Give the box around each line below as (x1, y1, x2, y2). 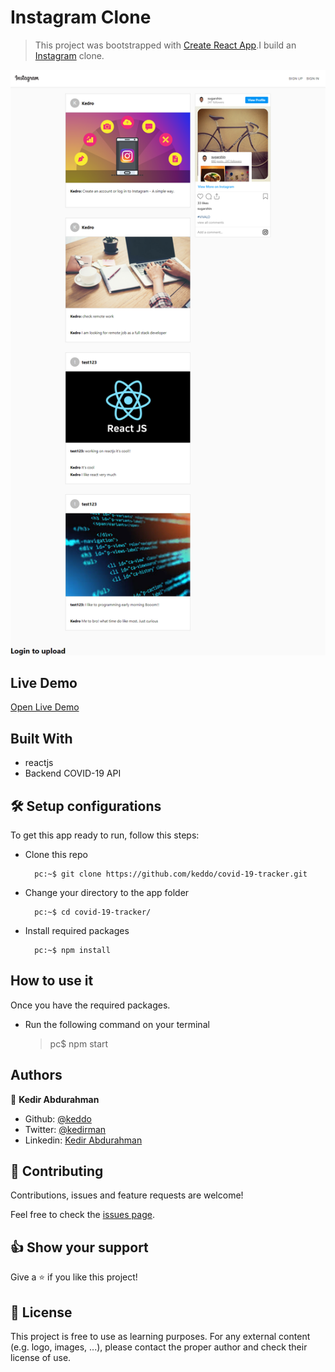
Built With (10, 730, 73, 747)
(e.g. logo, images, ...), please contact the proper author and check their (10, 1341, 308, 1353)
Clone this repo (24, 849, 88, 861)
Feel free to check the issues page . (10, 1209, 155, 1221)
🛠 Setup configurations (10, 797, 162, 815)
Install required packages (24, 925, 130, 937)
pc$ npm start (49, 1037, 109, 1050)
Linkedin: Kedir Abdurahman (24, 1134, 143, 1146)
